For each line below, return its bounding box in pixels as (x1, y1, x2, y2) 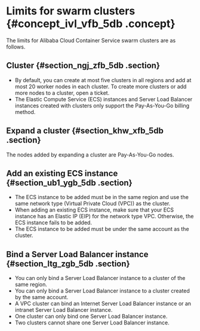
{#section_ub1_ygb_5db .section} (6, 177, 133, 188)
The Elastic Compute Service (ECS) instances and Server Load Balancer (14, 95, 193, 103)
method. (14, 108, 36, 115)
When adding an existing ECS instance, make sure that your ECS (14, 206, 174, 213)
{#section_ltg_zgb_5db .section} (6, 258, 130, 269)
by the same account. (14, 294, 69, 301)
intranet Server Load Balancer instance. (14, 306, 113, 314)
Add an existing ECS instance (6, 168, 118, 178)
